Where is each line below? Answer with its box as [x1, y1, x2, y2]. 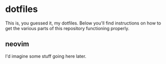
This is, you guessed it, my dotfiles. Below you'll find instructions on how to [5, 20, 161, 26]
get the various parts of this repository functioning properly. [5, 25, 130, 31]
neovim [5, 40, 29, 48]
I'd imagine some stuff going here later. [5, 53, 87, 59]
